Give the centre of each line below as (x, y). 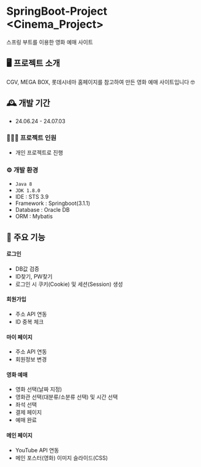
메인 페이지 (19, 435)
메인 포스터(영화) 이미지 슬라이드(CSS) (62, 458)
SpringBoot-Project (57, 11)
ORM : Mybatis (34, 217)
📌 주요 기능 (26, 237)
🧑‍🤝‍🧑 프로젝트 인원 (32, 138)
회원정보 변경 (31, 360)
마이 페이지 (19, 337)
